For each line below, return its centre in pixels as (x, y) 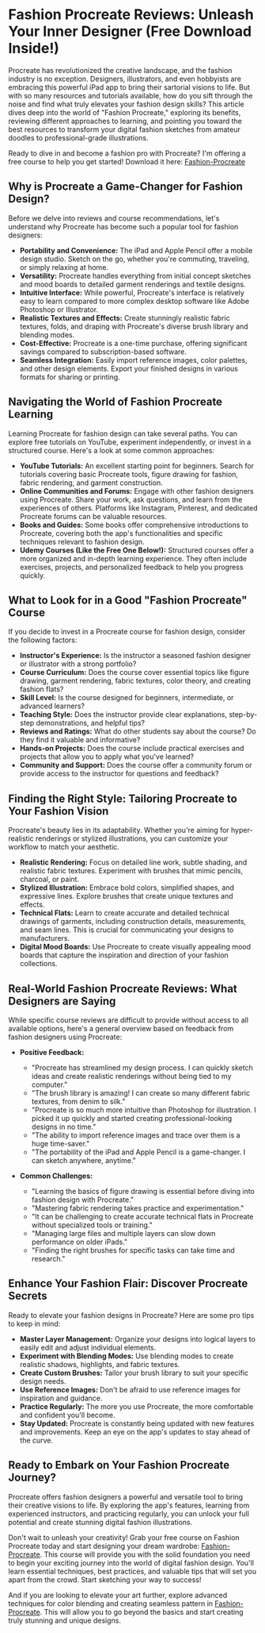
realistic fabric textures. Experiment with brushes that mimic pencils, (131, 871)
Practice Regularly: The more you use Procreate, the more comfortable (136, 1406)
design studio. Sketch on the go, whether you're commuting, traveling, (134, 259)
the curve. (36, 1440)
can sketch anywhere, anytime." (84, 1160)
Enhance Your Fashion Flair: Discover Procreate (128, 1284)
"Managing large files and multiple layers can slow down (123, 1233)
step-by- (243, 714)
